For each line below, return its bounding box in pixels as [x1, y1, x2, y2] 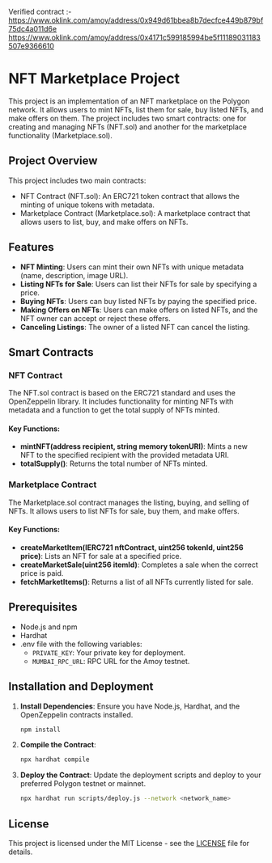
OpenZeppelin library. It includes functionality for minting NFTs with [8, 396, 234, 407]
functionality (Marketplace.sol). [8, 130, 113, 140]
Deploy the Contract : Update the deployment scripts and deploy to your [19, 770, 261, 780]
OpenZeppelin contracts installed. [19, 709, 134, 719]
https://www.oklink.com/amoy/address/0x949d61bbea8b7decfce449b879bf [8, 15, 264, 25]
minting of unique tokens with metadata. [19, 200, 155, 209]
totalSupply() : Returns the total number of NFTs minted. [19, 459, 208, 468]
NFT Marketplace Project [8, 70, 181, 88]
